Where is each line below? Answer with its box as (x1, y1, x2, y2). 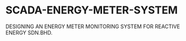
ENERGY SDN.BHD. (5, 29, 53, 36)
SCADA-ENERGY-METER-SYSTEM (5, 4, 178, 17)
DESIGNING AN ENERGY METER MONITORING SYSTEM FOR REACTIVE (5, 23, 181, 30)
